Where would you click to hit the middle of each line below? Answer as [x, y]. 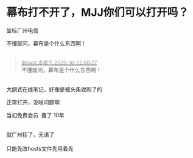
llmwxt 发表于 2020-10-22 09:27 [59, 62]
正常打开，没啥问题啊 [33, 102]
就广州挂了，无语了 [30, 134]
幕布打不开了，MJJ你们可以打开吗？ [97, 12]
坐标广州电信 [22, 30]
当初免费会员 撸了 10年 [36, 115]
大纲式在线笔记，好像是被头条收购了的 [54, 89]
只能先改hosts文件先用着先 [40, 148]
